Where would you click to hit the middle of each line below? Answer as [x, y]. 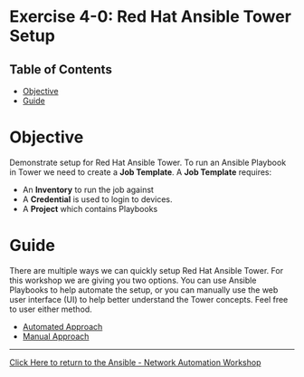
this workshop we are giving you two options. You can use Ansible [133, 280]
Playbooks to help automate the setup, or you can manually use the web [144, 290]
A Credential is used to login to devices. [98, 199]
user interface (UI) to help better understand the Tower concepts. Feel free [149, 299]
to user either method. [51, 309]
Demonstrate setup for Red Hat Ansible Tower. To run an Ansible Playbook [148, 162]
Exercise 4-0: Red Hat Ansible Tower [151, 17]
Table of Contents [61, 69]
